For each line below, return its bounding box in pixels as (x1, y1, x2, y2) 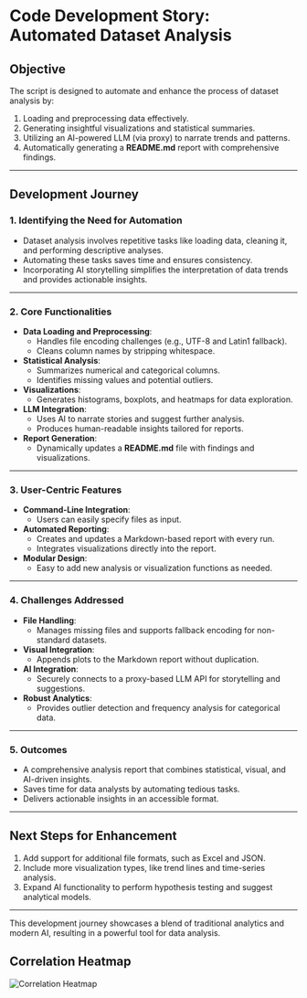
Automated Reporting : (22, 524, 110, 535)
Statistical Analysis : (22, 355, 101, 366)
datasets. (71, 634, 108, 645)
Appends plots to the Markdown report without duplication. (36, 653, 259, 664)
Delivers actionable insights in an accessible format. (22, 792, 219, 804)
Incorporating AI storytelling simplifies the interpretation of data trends (22, 264, 289, 275)
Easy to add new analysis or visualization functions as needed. (36, 563, 272, 574)
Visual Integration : (22, 643, 95, 654)
